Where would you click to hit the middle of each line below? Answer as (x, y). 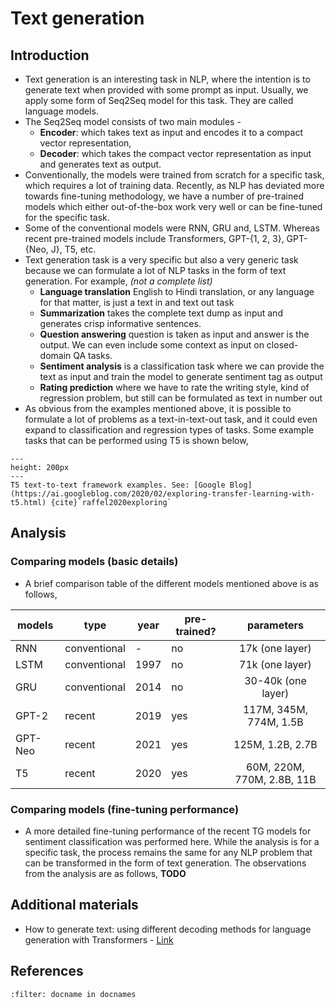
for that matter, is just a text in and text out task (137, 302)
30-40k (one (275, 680)
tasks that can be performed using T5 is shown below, (136, 440)
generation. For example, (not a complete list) (118, 281)
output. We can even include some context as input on (152, 345)
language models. (61, 111)
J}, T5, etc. (73, 249)
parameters (275, 625)
